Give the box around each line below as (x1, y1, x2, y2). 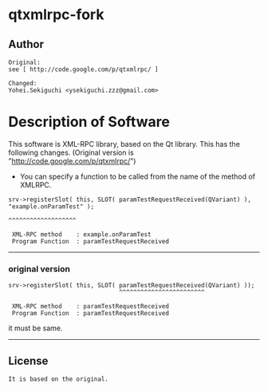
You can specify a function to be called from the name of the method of (19, 172, 256, 181)
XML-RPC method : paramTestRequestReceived (11, 302, 170, 310)
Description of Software (8, 113, 170, 131)
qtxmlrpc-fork (8, 6, 104, 24)
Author (8, 38, 44, 51)
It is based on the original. (8, 375, 109, 384)
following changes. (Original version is (8, 148, 134, 157)
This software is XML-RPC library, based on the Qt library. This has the (8, 139, 241, 148)
